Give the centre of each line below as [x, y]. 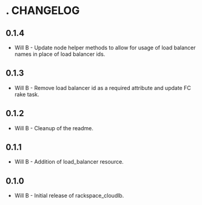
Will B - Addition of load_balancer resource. [69, 162]
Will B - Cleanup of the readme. [54, 128]
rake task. [27, 94]
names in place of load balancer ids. [60, 54]
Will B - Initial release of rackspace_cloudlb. [69, 196]
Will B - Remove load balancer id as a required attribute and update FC [103, 88]
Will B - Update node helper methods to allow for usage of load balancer [105, 47]
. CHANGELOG [43, 11]
